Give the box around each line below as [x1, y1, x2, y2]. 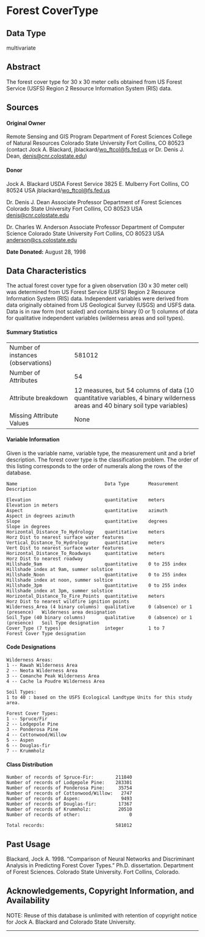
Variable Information [6, 436, 60, 443]
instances [9, 351, 38, 359]
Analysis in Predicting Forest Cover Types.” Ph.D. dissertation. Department [6, 862, 194, 869]
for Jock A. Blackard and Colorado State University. [6, 918, 136, 925]
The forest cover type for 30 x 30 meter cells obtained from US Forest [6, 78, 182, 86]
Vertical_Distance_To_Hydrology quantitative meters [6, 539, 165, 546]
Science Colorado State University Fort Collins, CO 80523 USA [6, 230, 165, 237]
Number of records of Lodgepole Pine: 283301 [6, 780, 132, 786]
